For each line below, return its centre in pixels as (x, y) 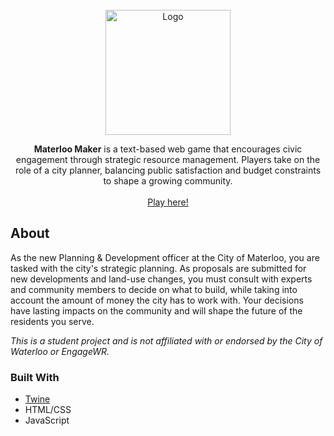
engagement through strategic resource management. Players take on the (168, 159)
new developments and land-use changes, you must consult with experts (161, 279)
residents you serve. (52, 321)
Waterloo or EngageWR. (60, 351)
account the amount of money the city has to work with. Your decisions (157, 300)
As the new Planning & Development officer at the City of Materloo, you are (165, 257)
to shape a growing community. (168, 181)
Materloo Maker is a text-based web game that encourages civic (168, 149)
